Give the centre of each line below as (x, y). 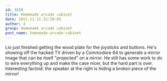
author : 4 (15, 24)
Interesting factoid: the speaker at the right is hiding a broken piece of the (81, 68)
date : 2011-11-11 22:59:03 (33, 19)
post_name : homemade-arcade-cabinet (43, 33)
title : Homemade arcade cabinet (39, 14)
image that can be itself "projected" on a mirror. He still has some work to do (84, 58)
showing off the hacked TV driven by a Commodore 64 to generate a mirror (83, 52)
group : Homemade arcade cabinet (39, 28)
